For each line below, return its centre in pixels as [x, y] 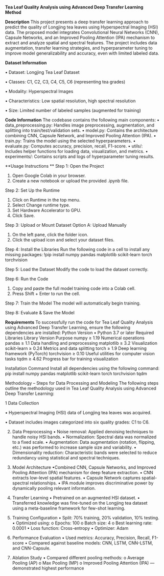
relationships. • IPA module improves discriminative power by [92, 483]
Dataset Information [26, 63]
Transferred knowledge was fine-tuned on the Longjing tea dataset [80, 503]
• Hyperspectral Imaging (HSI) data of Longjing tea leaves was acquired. [78, 412]
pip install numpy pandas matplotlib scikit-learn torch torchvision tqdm [76, 374]
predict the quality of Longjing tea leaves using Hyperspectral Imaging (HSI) [82, 27]
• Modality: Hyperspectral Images [39, 91]
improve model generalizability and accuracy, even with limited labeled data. [82, 53]
